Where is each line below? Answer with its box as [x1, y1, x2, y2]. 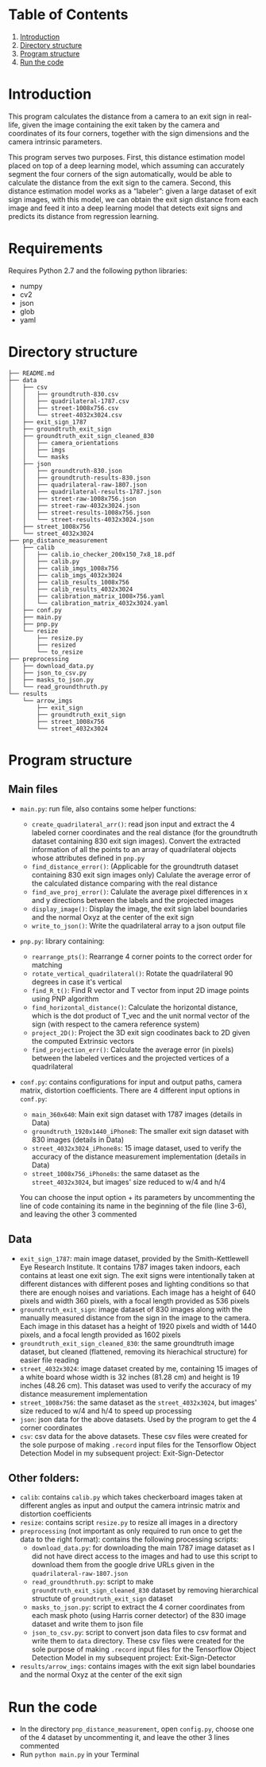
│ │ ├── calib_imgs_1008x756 [8, 564, 119, 573]
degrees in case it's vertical [31, 977, 122, 987]
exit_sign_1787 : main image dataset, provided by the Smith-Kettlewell [19, 1253, 249, 1263]
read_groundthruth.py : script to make [31, 1577, 154, 1586]
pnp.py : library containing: [19, 936, 105, 945]
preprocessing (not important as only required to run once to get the [19, 1527, 243, 1536]
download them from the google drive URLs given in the [31, 1560, 215, 1570]
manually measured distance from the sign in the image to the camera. [19, 1312, 252, 1323]
